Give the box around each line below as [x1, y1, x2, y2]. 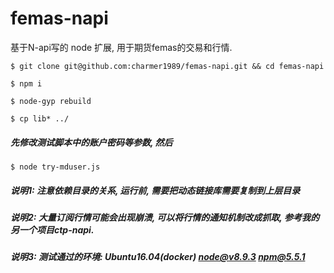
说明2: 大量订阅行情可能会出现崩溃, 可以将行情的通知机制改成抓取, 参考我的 [10, 211, 320, 223]
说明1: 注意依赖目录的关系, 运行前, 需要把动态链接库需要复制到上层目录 [10, 184, 301, 196]
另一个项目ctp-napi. [10, 223, 95, 236]
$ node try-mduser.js [10, 162, 101, 172]
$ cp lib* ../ [10, 113, 70, 124]
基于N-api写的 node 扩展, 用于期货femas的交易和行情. [10, 41, 233, 53]
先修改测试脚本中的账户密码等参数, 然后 [10, 136, 173, 148]
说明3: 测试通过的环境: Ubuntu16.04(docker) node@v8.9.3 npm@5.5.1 [10, 251, 306, 263]
